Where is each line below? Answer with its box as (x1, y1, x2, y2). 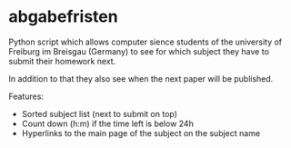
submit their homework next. (8, 55, 116, 66)
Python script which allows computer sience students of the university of (8, 36, 283, 47)
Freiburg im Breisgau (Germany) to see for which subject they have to (8, 45, 270, 56)
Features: (8, 91, 45, 102)
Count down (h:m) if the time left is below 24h (21, 118, 195, 129)
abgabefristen (8, 6, 119, 27)
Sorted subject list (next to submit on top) (21, 108, 178, 119)
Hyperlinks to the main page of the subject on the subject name (21, 127, 261, 138)
